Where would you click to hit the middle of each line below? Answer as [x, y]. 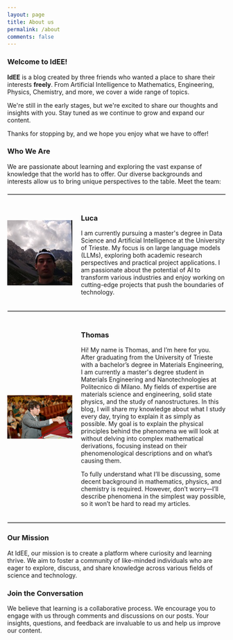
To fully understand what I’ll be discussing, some [150, 474]
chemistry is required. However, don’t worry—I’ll [149, 489]
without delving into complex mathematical [142, 438]
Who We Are [29, 151]
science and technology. [42, 575]
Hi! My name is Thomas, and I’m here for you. [146, 350]
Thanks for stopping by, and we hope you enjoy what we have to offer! [108, 133]
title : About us [31, 22]
